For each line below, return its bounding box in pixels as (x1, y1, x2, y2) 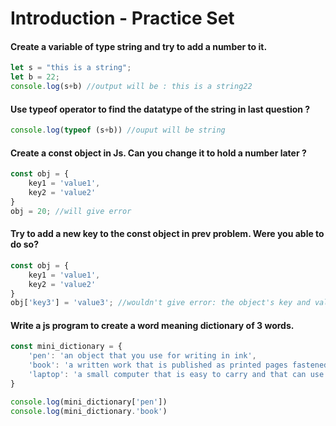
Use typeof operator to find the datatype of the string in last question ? (10, 103, 311, 115)
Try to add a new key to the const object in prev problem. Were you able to (10, 228, 325, 240)
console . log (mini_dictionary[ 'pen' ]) (10, 397, 168, 407)
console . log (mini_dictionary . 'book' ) (10, 406, 168, 416)
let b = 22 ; (10, 72, 60, 82)
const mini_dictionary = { (10, 342, 123, 352)
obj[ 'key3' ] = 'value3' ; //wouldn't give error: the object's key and (10, 298, 311, 308)
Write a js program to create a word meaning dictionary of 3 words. (10, 319, 295, 331)
